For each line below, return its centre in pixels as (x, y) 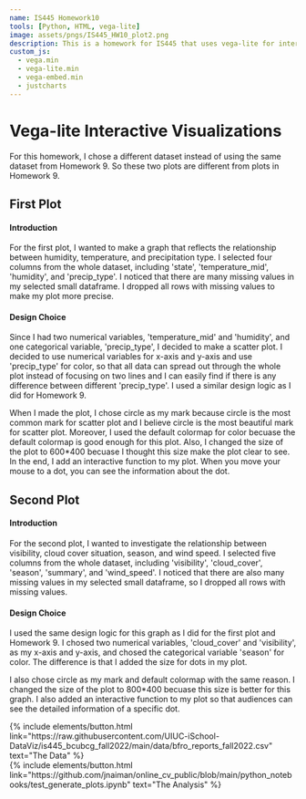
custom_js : (30, 52)
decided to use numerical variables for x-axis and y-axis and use (131, 357)
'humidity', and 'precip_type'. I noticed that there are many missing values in (152, 277)
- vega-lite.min (48, 69)
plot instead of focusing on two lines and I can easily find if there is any (143, 376)
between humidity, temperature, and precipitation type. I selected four (141, 257)
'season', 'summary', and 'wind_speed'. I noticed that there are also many (147, 572)
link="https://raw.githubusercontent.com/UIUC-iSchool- (115, 736)
